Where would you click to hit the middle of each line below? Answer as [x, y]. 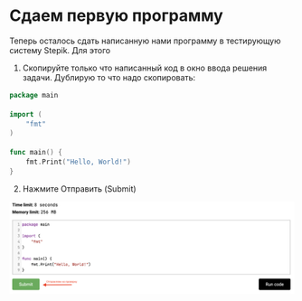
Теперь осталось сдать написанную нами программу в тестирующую [145, 41]
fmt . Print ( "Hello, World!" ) [78, 162]
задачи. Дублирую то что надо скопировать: [109, 77]
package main [34, 95]
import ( [26, 114]
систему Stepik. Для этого [60, 50]
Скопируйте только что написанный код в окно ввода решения [145, 68]
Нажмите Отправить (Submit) [80, 188]
